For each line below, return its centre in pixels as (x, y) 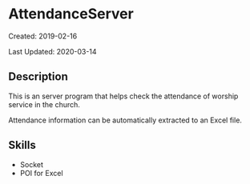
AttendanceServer (71, 14)
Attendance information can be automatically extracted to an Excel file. (125, 120)
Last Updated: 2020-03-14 (53, 51)
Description (38, 77)
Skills (22, 145)
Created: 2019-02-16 (43, 36)
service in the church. (44, 104)
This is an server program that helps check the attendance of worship (123, 96)
